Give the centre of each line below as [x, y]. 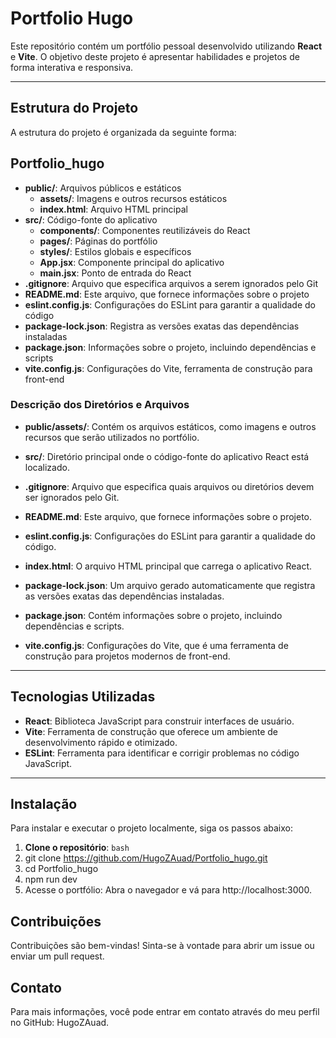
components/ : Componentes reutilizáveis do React [145, 230]
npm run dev [51, 879]
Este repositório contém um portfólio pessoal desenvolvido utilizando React [166, 46]
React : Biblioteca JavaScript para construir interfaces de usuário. [159, 721]
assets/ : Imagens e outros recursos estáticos [133, 198]
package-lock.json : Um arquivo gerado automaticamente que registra [170, 585]
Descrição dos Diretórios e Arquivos [100, 405]
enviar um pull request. [57, 956]
